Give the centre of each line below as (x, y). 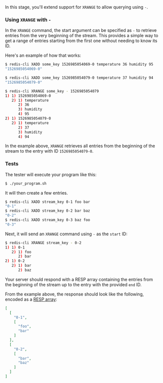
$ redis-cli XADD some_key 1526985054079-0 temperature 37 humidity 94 (79, 78)
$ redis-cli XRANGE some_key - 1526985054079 (52, 91)
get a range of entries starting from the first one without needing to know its (81, 41)
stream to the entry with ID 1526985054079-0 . (49, 151)
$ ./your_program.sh (26, 183)
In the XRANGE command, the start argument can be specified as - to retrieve (81, 30)
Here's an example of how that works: (43, 55)
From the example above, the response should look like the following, (74, 294)
